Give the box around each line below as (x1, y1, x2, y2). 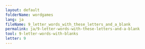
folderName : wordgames (5, 12, 53, 17)
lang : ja (5, 17, 24, 22)
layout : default (5, 7, 40, 13)
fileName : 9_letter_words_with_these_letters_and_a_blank (5, 21, 131, 27)
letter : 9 (5, 36, 26, 41)
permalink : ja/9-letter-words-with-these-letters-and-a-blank (5, 27, 140, 32)
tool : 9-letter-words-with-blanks (5, 31, 79, 36)
